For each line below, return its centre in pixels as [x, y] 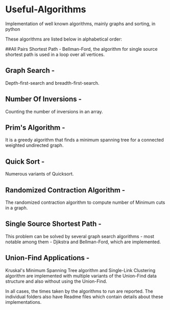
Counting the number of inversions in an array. [54, 111]
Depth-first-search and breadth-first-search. [52, 83]
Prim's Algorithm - [35, 128]
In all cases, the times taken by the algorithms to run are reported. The [79, 291]
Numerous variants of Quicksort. [40, 174]
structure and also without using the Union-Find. [56, 281]
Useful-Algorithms [46, 9]
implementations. [23, 302]
